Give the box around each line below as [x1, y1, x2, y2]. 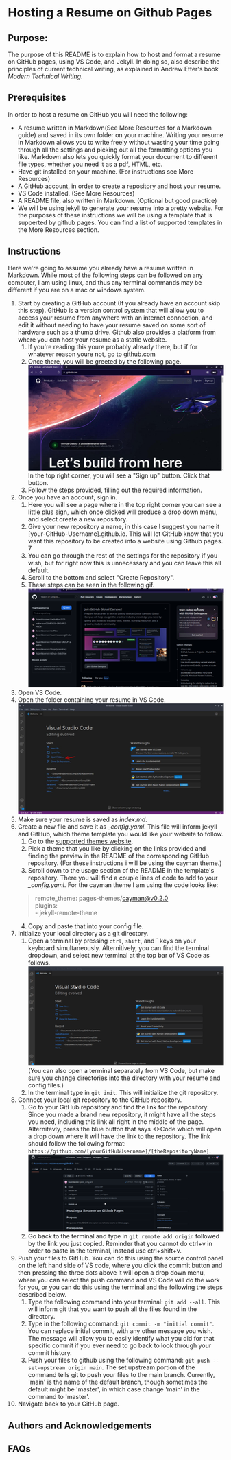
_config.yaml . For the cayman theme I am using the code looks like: [27, 881, 219, 889]
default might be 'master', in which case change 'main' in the [27, 1385, 201, 1393]
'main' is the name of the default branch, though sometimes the [27, 1378, 208, 1387]
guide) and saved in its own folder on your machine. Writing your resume [17, 130, 223, 139]
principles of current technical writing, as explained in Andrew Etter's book [8, 65, 219, 73]
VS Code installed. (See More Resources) [17, 189, 135, 197]
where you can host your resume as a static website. [17, 335, 167, 344]
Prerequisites [8, 92, 66, 104]
